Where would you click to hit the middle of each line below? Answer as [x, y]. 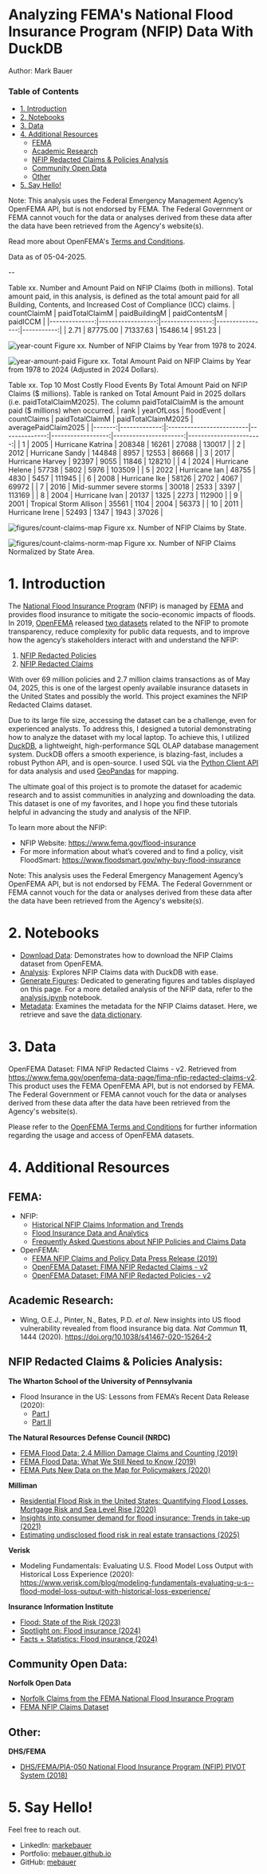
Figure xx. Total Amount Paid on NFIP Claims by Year [164, 362]
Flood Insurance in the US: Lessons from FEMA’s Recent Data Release [134, 1396]
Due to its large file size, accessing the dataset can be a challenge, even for [132, 721]
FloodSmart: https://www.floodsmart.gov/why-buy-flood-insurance [130, 860]
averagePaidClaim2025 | [49, 428]
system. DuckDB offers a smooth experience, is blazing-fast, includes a [126, 754]
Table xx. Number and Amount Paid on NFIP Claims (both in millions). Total [131, 288]
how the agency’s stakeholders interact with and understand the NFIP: [124, 640]
